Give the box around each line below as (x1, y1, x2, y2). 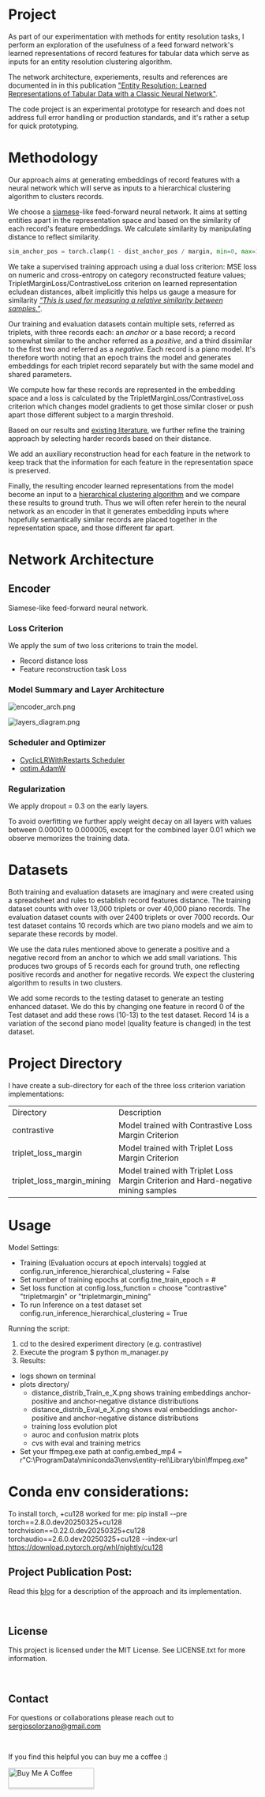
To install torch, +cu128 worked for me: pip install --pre (8, 1509, 188, 1518)
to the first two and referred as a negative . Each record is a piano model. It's (8, 344, 256, 353)
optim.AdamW (19, 763, 66, 773)
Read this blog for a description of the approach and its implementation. (8, 1586, 242, 1595)
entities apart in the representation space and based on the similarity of (8, 215, 241, 224)
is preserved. (8, 465, 51, 475)
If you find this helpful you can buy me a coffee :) (8, 1752, 168, 1761)
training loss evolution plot (31, 1421, 118, 1431)
